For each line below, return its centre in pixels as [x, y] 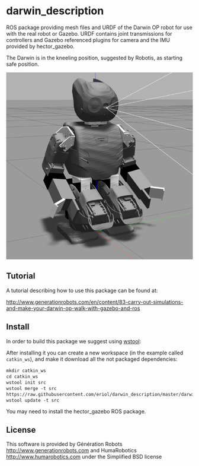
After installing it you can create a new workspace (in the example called [95, 353]
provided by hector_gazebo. [41, 46]
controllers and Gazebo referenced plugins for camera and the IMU [88, 40]
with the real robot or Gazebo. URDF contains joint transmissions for [89, 33]
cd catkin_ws [22, 376]
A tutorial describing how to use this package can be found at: [82, 290]
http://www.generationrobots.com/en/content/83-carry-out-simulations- [95, 302]
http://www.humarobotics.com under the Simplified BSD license [84, 457]
